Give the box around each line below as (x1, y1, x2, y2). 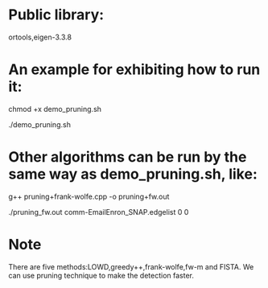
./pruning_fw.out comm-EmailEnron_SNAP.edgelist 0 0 (8, 207, 189, 216)
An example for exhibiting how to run (8, 60, 261, 79)
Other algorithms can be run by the (8, 148, 247, 167)
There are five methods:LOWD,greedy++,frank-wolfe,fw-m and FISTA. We (8, 261, 254, 271)
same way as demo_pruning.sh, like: (8, 165, 258, 183)
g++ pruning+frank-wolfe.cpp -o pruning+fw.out (8, 191, 170, 201)
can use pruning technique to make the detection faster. (8, 270, 195, 280)
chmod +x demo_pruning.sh (8, 104, 102, 113)
